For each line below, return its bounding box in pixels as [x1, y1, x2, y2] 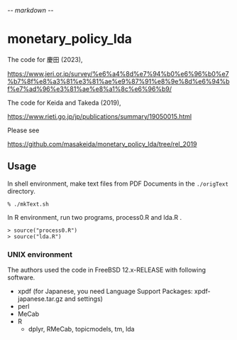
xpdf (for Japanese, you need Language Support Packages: [17, 287, 193, 296]
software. [7, 273, 35, 282]
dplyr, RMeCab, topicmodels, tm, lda [28, 325, 135, 334]
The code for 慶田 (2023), [7, 55, 83, 63]
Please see [7, 126, 40, 134]
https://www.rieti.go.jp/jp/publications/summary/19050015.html [7, 112, 192, 120]
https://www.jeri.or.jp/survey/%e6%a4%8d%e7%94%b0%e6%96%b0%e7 [7, 69, 229, 78]
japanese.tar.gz [17, 294, 63, 303]
